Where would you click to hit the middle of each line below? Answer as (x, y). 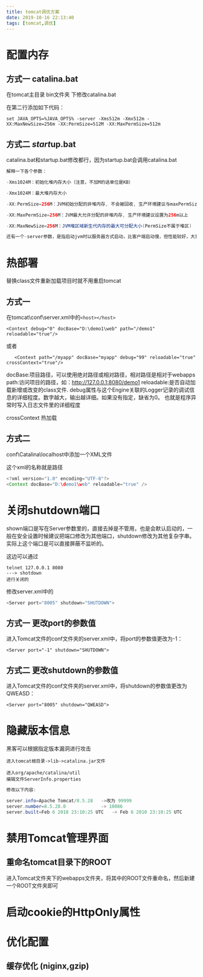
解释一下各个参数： (27, 172)
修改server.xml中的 (30, 591)
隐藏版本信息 (38, 731)
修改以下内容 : (21, 790)
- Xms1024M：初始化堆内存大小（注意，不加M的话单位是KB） (70, 182)
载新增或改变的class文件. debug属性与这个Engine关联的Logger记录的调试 (98, 390)
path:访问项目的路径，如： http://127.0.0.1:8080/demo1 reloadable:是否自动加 (101, 382)
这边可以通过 (22, 556)
